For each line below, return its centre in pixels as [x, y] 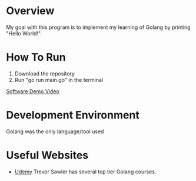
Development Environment [73, 115]
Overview [30, 11]
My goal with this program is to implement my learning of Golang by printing [98, 27]
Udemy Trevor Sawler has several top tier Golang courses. [85, 172]
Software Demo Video [33, 91]
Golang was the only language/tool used [55, 131]
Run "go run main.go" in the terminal [59, 80]
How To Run [36, 57]
